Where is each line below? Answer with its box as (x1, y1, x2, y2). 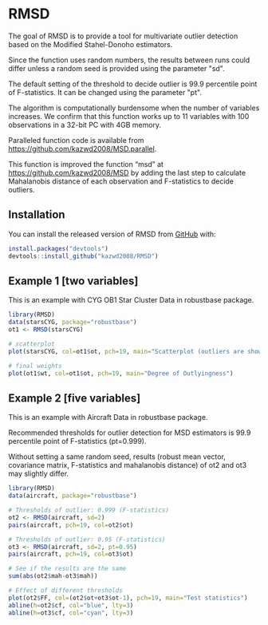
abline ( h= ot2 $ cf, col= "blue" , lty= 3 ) (8, 601, 134, 609)
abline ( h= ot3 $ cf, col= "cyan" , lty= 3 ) (8, 608, 134, 617)
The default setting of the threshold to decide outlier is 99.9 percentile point (8, 79, 258, 89)
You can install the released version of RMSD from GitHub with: (8, 229, 217, 239)
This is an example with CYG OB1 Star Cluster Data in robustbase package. (8, 295, 254, 305)
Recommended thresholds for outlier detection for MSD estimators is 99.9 (8, 428, 251, 437)
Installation (8, 208, 65, 222)
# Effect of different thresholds (8, 587, 124, 595)
